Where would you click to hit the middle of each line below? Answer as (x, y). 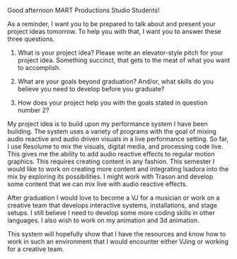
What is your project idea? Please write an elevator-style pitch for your (120, 53)
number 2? (33, 110)
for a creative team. (36, 249)
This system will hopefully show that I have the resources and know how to (117, 234)
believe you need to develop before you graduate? (91, 89)
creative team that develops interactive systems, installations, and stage (112, 205)
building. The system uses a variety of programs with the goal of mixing (112, 131)
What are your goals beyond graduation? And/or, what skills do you (115, 81)
